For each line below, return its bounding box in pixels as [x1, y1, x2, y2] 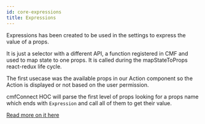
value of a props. [6, 38, 49, 45]
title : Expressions [6, 15, 56, 21]
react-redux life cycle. [6, 62, 63, 70]
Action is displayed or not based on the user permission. [6, 81, 149, 89]
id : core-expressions [6, 9, 62, 15]
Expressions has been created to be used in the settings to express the [6, 31, 186, 38]
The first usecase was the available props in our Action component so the [6, 75, 193, 82]
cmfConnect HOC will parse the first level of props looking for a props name [6, 93, 199, 100]
